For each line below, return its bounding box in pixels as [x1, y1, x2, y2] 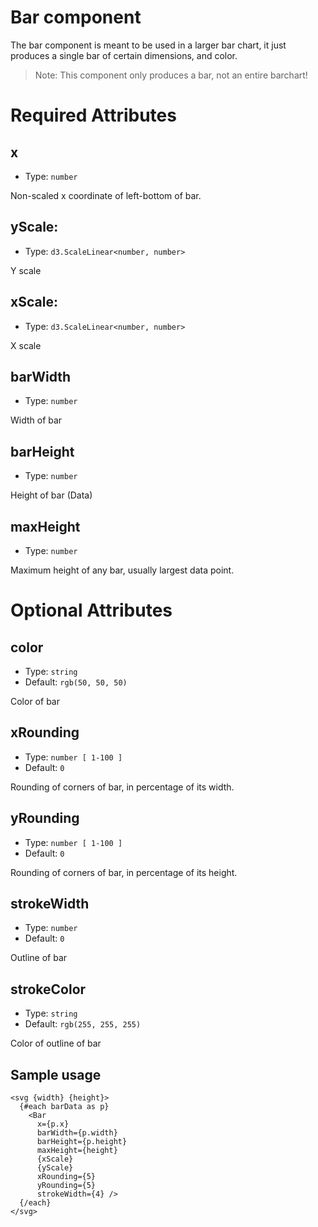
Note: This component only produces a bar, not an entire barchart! [34, 69, 308, 81]
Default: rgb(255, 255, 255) [24, 1018, 142, 1030]
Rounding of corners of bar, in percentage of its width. [10, 781, 235, 793]
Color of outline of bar [10, 1037, 102, 1050]
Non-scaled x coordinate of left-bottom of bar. [10, 189, 202, 201]
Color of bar [10, 696, 60, 707]
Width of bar [10, 414, 63, 426]
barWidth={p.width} [36, 1128, 118, 1138]
